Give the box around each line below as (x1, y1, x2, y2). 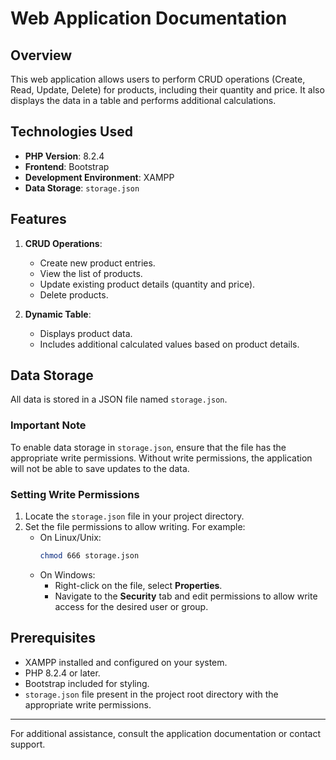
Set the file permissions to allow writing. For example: (24, 521, 246, 533)
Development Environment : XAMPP (24, 171, 175, 183)
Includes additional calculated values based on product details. (39, 338, 300, 350)
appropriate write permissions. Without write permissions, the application (10, 452, 313, 464)
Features (10, 211, 67, 228)
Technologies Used (10, 123, 133, 141)
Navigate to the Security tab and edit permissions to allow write (54, 590, 318, 602)
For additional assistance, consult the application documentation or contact (10, 727, 322, 739)
